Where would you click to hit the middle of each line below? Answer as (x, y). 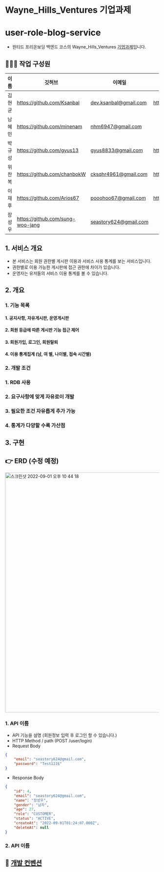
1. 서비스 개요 (24, 248)
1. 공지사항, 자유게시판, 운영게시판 (37, 318)
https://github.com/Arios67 (48, 198)
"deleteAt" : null (31, 827)
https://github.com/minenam (50, 126)
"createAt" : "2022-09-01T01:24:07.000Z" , (56, 823)
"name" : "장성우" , (31, 800)
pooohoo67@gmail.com (118, 198)
